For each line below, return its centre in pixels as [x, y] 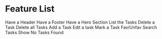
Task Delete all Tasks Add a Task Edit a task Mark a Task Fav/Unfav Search [81, 27]
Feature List [30, 9]
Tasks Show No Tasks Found [34, 32]
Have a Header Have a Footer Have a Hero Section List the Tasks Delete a [80, 22]
